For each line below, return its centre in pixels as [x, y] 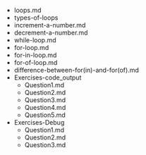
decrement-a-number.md [51, 32]
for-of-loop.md [36, 62]
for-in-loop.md [35, 55]
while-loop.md [35, 40]
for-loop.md [31, 48]
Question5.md [45, 115]
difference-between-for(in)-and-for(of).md [76, 70]
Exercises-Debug [39, 122]
